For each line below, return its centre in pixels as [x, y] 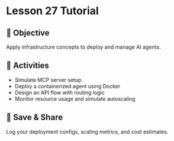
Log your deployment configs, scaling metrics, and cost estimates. [87, 132]
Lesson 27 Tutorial [52, 11]
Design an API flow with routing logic [59, 92]
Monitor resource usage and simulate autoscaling [75, 98]
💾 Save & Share [35, 118]
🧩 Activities [28, 65]
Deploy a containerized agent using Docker [67, 86]
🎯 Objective [28, 33]
